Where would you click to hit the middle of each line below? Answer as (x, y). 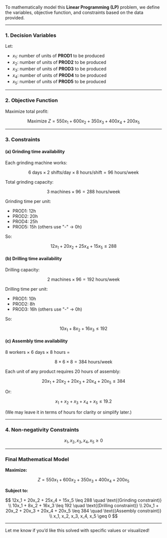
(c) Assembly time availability (37, 341)
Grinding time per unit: (28, 201)
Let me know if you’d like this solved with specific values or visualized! (77, 531)
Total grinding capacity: (29, 182)
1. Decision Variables (31, 35)
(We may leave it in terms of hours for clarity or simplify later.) (68, 412)
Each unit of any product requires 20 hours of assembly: (63, 371)
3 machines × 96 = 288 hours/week (83, 192)
